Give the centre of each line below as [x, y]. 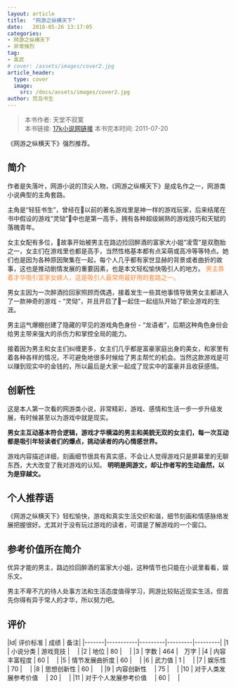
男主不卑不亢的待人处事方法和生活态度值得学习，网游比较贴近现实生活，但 [115, 591]
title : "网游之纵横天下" [41, 20]
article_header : [31, 72]
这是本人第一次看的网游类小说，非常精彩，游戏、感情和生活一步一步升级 [112, 408]
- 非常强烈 [21, 46]
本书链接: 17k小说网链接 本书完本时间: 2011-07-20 [96, 128]
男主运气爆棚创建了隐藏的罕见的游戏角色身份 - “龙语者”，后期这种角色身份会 [118, 325]
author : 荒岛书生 [31, 99]
